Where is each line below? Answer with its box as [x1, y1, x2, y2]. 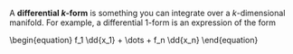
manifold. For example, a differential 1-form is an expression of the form [9, 17, 277, 28]
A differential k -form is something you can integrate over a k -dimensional [9, 8, 286, 18]
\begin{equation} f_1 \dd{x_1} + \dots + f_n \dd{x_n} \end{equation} [9, 35, 259, 45]
